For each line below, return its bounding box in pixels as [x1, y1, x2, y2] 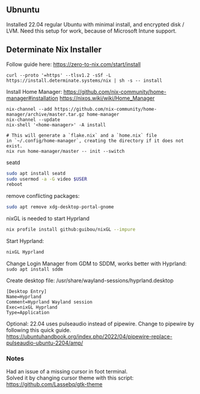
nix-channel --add [6, 106, 52, 112]
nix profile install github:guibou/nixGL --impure [6, 227, 136, 233]
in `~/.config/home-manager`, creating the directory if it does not [6, 138, 184, 144]
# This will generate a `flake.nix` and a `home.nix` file [6, 132, 157, 138]
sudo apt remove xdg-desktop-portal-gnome [6, 204, 114, 210]
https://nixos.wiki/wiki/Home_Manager [59, 94, 155, 102]
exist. [6, 143, 23, 149]
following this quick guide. [6, 326, 71, 333]
